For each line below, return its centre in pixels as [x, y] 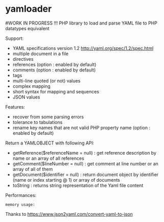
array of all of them [33, 169]
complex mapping [32, 86]
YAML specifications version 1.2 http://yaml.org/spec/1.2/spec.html [83, 48]
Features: [15, 107]
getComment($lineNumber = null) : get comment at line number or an [86, 163]
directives [23, 59]
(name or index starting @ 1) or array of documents [66, 180]
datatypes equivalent [28, 28]
